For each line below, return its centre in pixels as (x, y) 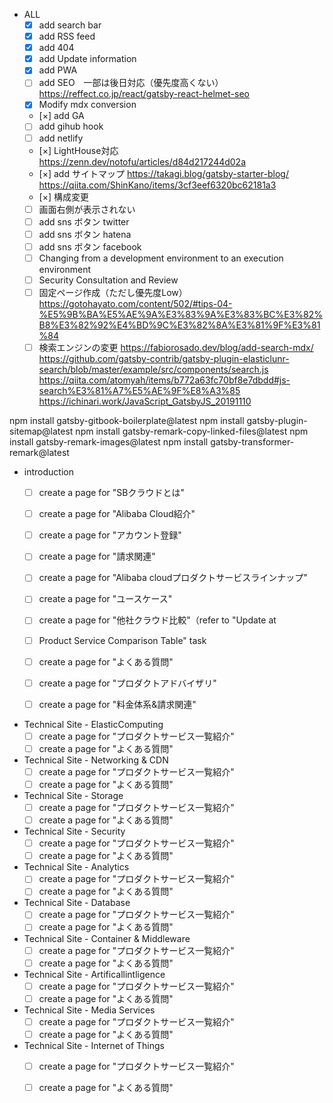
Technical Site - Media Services (89, 1010)
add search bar (70, 25)
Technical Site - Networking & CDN (96, 760)
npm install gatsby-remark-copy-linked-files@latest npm (192, 431)
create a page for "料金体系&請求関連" (117, 704)
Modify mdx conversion (87, 105)
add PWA (58, 70)
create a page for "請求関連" (97, 556)
